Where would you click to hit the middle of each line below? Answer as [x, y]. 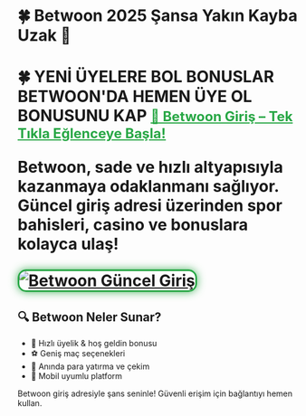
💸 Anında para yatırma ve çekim [90, 366]
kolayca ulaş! [68, 244]
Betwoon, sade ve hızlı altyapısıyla [150, 167]
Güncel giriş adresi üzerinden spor [150, 206]
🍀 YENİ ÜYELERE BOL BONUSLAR [146, 77]
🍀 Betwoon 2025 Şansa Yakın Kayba [158, 16]
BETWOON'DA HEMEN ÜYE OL [135, 97]
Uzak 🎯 [44, 36]
